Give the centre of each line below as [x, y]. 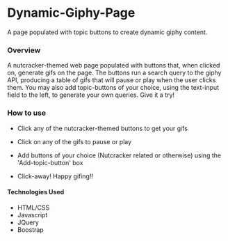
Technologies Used [36, 192]
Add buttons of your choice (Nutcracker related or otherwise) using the [119, 155]
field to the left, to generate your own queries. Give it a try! [91, 95]
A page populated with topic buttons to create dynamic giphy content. [107, 32]
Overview [24, 50]
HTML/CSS [33, 208]
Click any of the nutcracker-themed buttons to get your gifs [103, 128]
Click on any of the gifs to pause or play [74, 141]
